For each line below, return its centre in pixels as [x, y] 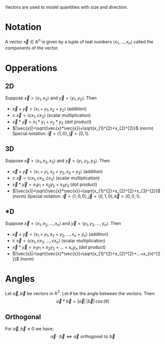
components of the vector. [32, 48]
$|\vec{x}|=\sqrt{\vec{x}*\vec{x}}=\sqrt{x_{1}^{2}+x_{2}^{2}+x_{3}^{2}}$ [86, 191]
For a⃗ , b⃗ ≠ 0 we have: [30, 329]
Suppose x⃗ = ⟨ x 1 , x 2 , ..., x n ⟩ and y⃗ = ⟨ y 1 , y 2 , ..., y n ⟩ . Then [63, 224]
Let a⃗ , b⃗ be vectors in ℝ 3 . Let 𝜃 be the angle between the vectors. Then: [80, 293]
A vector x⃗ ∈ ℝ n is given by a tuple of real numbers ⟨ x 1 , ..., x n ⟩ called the [79, 42]
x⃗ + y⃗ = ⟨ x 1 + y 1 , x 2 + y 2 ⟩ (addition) [49, 109]
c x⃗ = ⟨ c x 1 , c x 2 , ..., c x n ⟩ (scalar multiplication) [59, 241]
